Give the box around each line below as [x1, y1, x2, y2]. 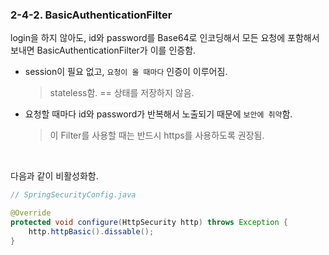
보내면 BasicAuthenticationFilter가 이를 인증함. [10, 44, 197, 57]
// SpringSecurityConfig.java [10, 190, 137, 200]
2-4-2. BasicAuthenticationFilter [10, 8, 173, 22]
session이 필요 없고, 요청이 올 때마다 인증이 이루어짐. [24, 66, 228, 78]
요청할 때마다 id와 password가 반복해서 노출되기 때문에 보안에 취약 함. [24, 108, 293, 120]
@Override [10, 208, 52, 218]
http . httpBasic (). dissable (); [28, 226, 155, 237]
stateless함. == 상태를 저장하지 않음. [49, 87, 195, 99]
